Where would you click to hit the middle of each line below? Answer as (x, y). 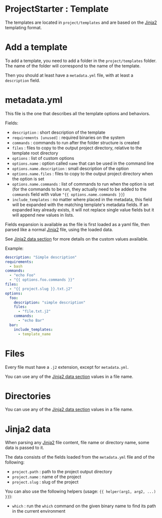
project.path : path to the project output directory (62, 472)
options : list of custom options (43, 158)
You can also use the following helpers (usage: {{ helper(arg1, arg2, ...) (81, 491)
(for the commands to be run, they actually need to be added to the (79, 189)
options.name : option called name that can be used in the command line (83, 163)
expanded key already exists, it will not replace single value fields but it (83, 209)
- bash (16, 266)
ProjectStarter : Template (57, 9)
